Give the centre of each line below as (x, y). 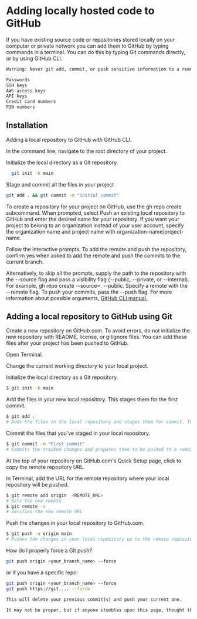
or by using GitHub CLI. (34, 58)
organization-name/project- (150, 231)
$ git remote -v (26, 506)
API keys (17, 96)
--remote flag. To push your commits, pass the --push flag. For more (89, 292)
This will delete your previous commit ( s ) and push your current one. (94, 599)
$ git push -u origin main (39, 534)
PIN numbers (21, 107)
